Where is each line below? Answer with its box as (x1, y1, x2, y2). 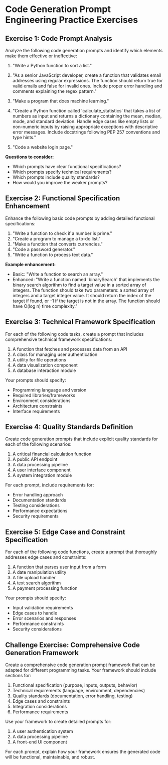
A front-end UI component (12, 739, 67, 745)
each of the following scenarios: (5, 441, 72, 447)
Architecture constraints (12, 403, 63, 409)
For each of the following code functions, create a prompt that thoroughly (5, 549, 157, 555)
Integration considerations (12, 704, 67, 710)
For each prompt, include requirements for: (5, 482, 94, 488)
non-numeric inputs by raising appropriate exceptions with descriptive (12, 124, 158, 130)
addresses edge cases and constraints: (5, 554, 87, 560)
